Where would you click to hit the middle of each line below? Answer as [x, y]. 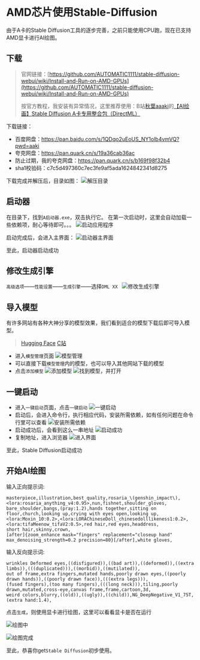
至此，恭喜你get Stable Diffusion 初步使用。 [60, 650]
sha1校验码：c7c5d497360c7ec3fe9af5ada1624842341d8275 [91, 168]
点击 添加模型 [29, 371]
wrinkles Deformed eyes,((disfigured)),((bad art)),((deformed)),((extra [100, 563]
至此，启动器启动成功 [32, 250]
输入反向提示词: [25, 552]
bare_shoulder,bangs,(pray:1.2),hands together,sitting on [81, 509]
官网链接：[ [35, 74]
